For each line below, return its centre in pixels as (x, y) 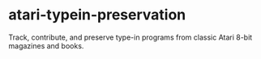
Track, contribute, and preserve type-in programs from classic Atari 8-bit (130, 37)
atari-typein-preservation (97, 15)
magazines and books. (46, 45)
